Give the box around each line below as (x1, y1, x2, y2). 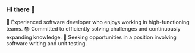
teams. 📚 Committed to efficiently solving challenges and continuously (6, 25, 181, 32)
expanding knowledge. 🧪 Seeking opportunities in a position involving (6, 34, 177, 41)
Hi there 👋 (6, 5, 36, 14)
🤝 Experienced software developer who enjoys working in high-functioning (6, 19, 190, 26)
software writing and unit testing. (6, 40, 87, 47)
